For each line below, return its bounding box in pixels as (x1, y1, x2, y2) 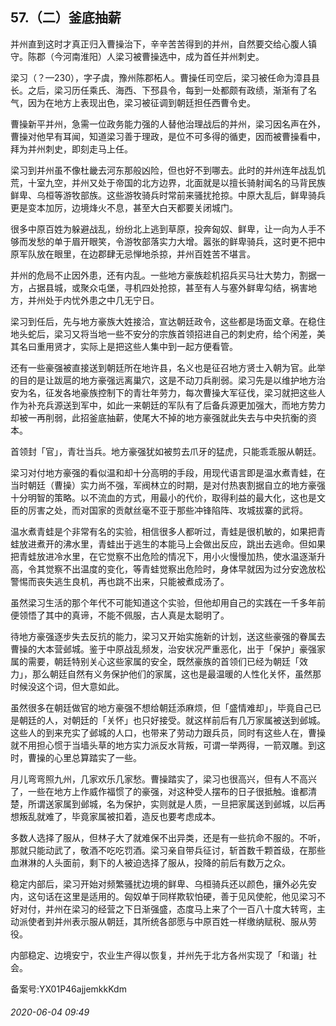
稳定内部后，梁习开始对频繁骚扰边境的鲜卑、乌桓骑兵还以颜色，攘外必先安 (10, 878, 317, 890)
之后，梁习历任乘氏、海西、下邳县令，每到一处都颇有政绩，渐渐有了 (27, 84, 308, 96)
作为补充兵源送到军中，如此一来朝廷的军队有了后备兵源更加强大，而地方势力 (10, 399, 326, 411)
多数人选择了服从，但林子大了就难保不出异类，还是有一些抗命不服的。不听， (10, 831, 326, 843)
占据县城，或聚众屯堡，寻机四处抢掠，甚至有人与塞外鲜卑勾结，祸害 (27, 281, 308, 293)
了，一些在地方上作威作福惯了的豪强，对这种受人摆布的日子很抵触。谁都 (10, 785, 308, 797)
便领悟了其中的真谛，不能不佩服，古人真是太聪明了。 (10, 609, 230, 621)
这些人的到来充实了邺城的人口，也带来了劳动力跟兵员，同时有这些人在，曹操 (10, 726, 326, 738)
